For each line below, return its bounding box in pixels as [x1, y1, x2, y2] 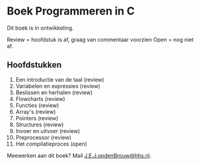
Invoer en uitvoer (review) [15, 127, 80, 134]
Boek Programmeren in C [7, 4, 135, 18]
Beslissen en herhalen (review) [15, 89, 93, 96]
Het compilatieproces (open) [15, 140, 87, 147]
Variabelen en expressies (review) [15, 82, 100, 89]
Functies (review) [15, 102, 59, 109]
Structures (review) [15, 121, 64, 128]
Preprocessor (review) [15, 134, 72, 141]
